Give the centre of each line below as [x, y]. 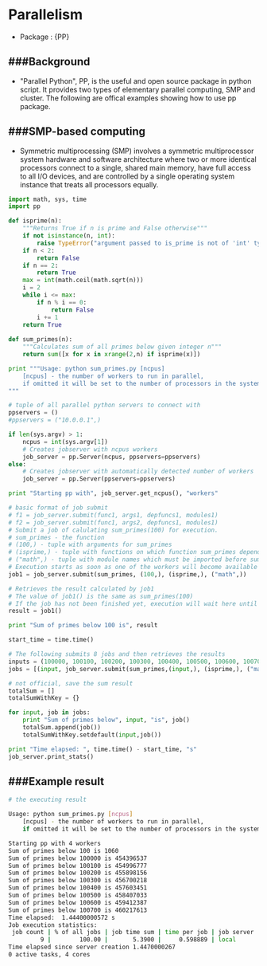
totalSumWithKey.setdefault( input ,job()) [92, 735]
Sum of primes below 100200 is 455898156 [78, 873]
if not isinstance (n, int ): [69, 236]
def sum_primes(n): [41, 340]
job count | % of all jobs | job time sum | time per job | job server [133, 933]
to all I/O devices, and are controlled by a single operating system [127, 176]
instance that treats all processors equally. [89, 184]
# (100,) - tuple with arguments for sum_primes [90, 545]
